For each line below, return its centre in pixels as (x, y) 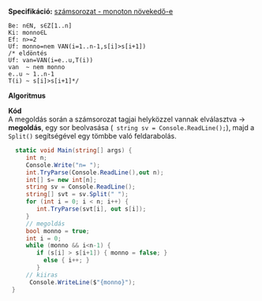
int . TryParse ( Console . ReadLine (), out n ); (95, 173)
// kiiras (42, 275)
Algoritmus (27, 95)
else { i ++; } (66, 260)
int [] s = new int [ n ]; (61, 180)
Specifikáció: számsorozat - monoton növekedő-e (91, 11)
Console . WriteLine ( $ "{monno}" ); (82, 282)
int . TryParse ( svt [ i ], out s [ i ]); (92, 209)
